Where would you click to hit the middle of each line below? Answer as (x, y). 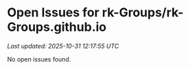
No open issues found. (39, 59)
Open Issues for (53, 13)
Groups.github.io (57, 27)
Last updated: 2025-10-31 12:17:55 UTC (63, 46)
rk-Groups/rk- (143, 13)
